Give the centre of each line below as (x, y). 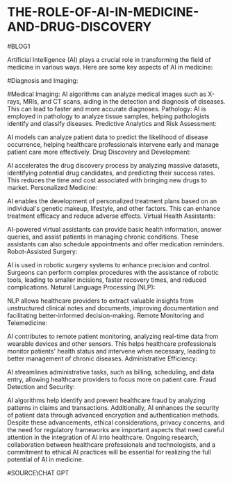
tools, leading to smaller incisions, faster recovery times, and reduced (107, 280)
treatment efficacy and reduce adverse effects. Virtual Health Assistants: (111, 216)
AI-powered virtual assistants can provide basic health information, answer (115, 229)
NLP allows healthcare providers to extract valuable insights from (101, 301)
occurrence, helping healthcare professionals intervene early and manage (113, 144)
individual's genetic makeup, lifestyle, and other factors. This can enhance (114, 208)
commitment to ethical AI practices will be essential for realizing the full (109, 452)
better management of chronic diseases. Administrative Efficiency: (102, 358)
